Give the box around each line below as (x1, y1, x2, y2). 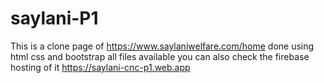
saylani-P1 (10, 7, 99, 30)
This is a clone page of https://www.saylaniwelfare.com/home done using (10, 40, 315, 52)
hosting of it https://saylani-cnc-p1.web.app (10, 61, 191, 73)
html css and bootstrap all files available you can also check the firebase (10, 50, 310, 62)
